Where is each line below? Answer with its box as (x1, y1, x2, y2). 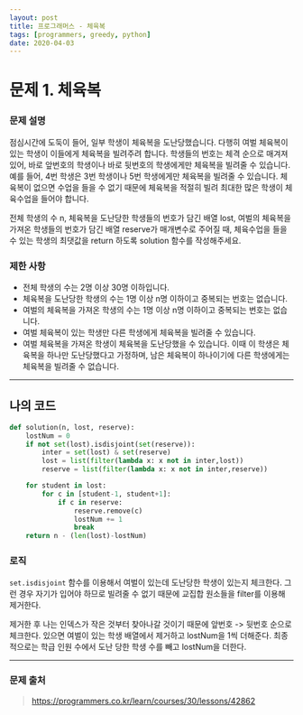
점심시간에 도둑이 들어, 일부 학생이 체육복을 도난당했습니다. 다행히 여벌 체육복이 (9, 136, 289, 147)
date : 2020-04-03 (9, 38, 75, 48)
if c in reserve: (57, 497, 124, 506)
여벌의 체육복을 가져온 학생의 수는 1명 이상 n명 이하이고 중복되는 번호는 (22, 304, 271, 316)
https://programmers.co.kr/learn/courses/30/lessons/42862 (31, 695, 256, 706)
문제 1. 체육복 (9, 80, 102, 100)
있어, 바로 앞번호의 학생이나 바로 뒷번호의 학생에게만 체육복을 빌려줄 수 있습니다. (9, 159, 291, 170)
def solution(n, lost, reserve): (9, 422, 135, 432)
